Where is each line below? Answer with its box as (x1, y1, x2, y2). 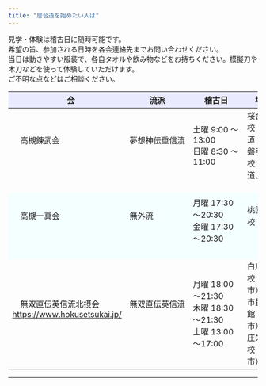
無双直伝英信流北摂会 (20, 298, 101, 309)
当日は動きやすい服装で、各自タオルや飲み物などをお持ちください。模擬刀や (8, 54, 258, 63)
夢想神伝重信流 (129, 135, 186, 146)
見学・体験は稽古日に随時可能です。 (8, 34, 126, 44)
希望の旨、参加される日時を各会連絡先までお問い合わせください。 (8, 44, 223, 54)
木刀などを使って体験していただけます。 (8, 64, 139, 74)
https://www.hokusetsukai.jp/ (12, 308, 123, 319)
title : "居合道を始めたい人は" (8, 11, 100, 20)
